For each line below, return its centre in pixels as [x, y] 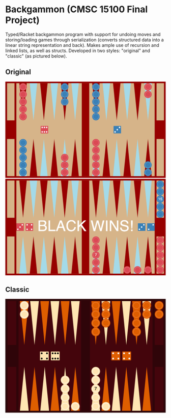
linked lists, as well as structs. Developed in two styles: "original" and [78, 50]
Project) [22, 20]
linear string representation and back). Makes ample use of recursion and [82, 45]
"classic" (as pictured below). [36, 56]
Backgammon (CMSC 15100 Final [77, 9]
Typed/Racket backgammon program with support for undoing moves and [83, 34]
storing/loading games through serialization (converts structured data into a [84, 40]
